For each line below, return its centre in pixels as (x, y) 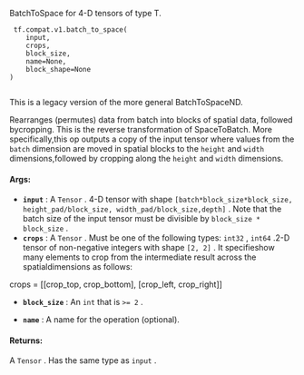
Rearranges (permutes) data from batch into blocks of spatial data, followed (151, 120)
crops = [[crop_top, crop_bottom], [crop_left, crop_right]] (116, 284)
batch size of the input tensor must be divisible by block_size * (141, 219)
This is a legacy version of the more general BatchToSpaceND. (126, 102)
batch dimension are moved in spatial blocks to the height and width (137, 148)
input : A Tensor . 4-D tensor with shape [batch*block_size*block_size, (157, 200)
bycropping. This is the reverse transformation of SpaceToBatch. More (141, 129)
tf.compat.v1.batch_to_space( (70, 30)
